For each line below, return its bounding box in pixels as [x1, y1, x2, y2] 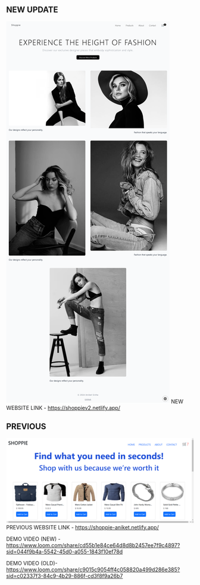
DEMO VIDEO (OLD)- [6, 559, 58, 566]
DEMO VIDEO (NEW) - [6, 535, 61, 543]
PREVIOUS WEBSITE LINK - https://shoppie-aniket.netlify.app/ [6, 523, 159, 531]
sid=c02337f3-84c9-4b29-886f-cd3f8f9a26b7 [6, 572, 123, 579]
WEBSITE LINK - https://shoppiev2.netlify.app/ [6, 404, 121, 411]
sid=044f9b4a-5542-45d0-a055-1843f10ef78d [6, 548, 123, 555]
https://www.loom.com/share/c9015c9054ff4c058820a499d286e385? [6, 566, 180, 573]
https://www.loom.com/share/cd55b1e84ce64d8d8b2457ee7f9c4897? [6, 541, 180, 549]
